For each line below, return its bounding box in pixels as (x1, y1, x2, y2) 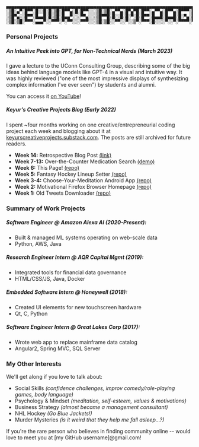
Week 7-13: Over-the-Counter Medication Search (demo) (14, 158, 155, 165)
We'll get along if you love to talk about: (6, 373, 102, 380)
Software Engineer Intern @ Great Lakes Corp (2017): (6, 324, 140, 331)
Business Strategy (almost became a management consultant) (14, 403, 168, 410)
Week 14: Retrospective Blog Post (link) (14, 151, 112, 158)
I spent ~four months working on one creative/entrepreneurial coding (6, 121, 175, 128)
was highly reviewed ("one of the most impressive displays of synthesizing (6, 75, 188, 82)
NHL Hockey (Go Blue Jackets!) (14, 410, 93, 417)
